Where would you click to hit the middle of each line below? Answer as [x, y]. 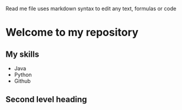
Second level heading [46, 100]
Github [22, 81]
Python [23, 75]
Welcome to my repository [72, 33]
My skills [23, 54]
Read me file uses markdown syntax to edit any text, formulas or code [91, 9]
